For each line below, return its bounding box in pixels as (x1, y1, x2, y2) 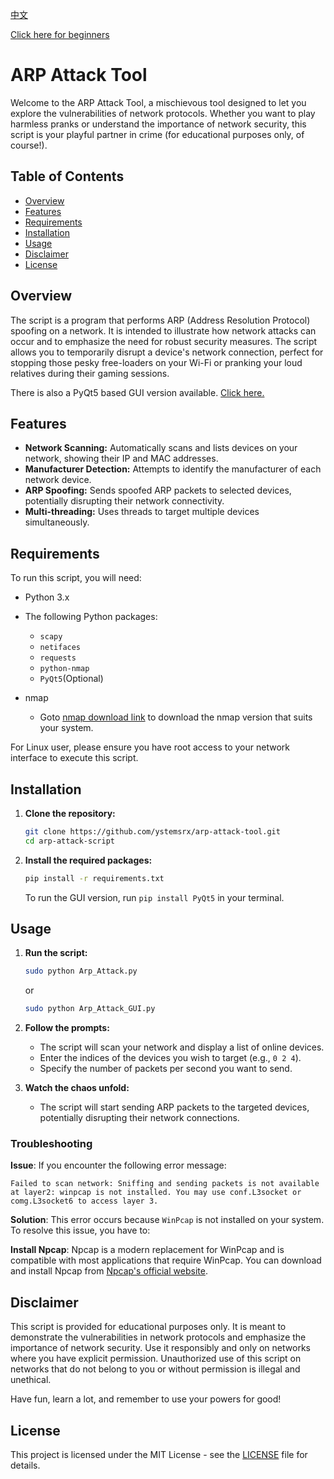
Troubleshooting (10, 1137, 93, 1151)
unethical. (10, 1374, 52, 1386)
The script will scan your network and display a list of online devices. (39, 1041, 325, 1053)
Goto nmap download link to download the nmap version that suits (39, 711, 313, 723)
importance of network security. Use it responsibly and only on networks (10, 1342, 311, 1354)
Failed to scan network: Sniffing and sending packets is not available (10, 1179, 320, 1189)
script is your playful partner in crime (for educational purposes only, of (10, 128, 305, 140)
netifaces (39, 643, 82, 653)
